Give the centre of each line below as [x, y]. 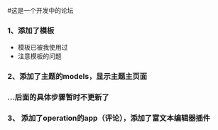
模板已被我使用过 [43, 48]
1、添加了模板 [31, 31]
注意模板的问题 [39, 56]
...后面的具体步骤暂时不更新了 [59, 97]
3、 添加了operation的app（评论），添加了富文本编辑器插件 [109, 118]
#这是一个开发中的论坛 [40, 10]
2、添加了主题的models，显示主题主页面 [77, 77]
